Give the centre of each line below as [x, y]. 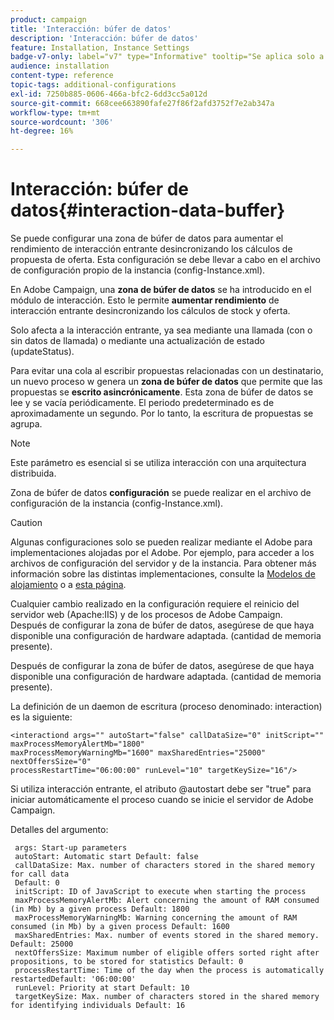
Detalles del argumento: [59, 830]
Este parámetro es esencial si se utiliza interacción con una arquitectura [158, 463]
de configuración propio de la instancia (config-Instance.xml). [138, 270]
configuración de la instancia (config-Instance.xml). [117, 503]
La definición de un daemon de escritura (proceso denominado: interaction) [166, 707]
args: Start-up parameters [71, 848]
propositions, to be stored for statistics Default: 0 [127, 962]
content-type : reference [62, 76]
